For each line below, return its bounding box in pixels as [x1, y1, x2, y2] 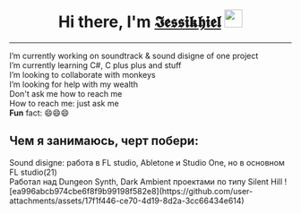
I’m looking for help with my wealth [9, 79, 139, 90]
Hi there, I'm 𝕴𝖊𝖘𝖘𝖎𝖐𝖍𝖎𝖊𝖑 [57, 12, 221, 32]
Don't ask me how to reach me [9, 88, 123, 98]
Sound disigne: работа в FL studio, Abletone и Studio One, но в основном [9, 157, 285, 167]
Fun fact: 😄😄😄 [9, 107, 70, 118]
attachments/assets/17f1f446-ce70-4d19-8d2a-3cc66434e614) [9, 195, 245, 206]
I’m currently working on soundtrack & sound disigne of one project [9, 50, 259, 61]
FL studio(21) [9, 167, 58, 177]
